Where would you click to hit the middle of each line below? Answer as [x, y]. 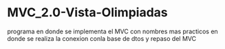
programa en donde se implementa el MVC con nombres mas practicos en [112, 31]
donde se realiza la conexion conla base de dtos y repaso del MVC [102, 38]
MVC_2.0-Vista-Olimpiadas [87, 13]
